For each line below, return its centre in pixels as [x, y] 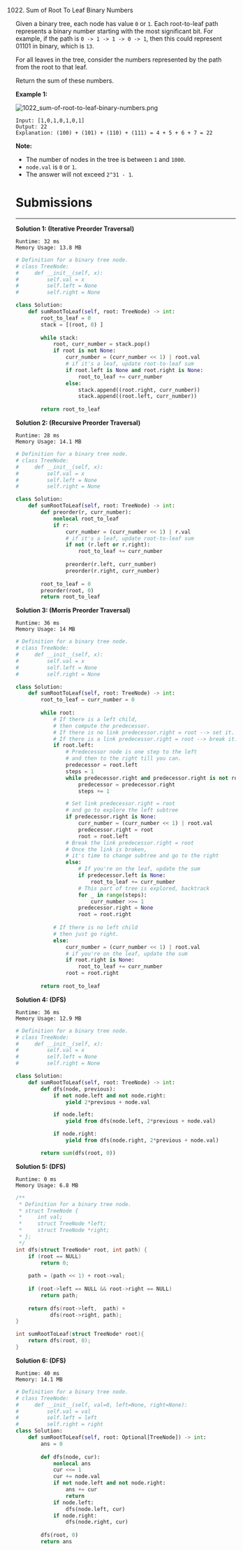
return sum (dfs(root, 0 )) [79, 1153]
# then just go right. [86, 934]
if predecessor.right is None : [111, 817]
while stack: [60, 338]
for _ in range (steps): [112, 895]
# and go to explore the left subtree [122, 810]
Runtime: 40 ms [38, 1373]
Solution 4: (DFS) [41, 999]
